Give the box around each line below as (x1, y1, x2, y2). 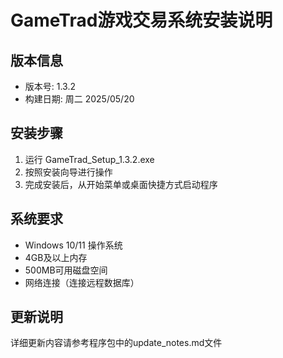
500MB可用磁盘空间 (24, 264, 108, 276)
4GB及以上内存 (24, 251, 88, 263)
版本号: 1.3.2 (24, 81, 77, 92)
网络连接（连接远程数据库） (24, 276, 140, 288)
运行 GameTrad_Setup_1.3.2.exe (24, 153, 155, 165)
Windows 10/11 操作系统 (24, 239, 123, 251)
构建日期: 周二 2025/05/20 (24, 93, 135, 105)
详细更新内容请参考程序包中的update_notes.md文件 (10, 337, 223, 349)
